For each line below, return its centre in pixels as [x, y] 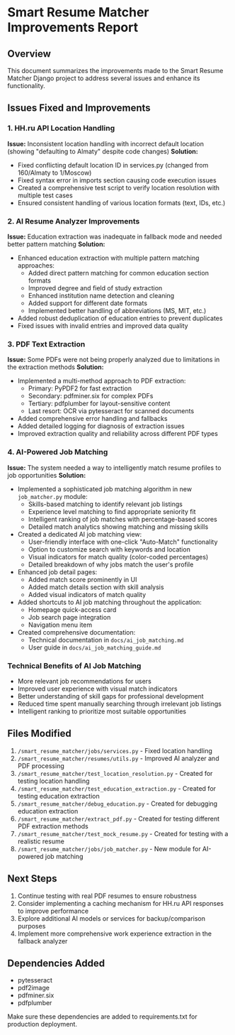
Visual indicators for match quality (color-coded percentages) [118, 557]
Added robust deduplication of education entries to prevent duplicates [120, 318]
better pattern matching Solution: [56, 244]
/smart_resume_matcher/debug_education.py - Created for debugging [117, 804]
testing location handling [53, 781]
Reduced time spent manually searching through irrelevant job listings [119, 703]
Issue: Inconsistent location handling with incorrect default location [105, 143]
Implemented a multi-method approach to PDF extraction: [102, 381]
